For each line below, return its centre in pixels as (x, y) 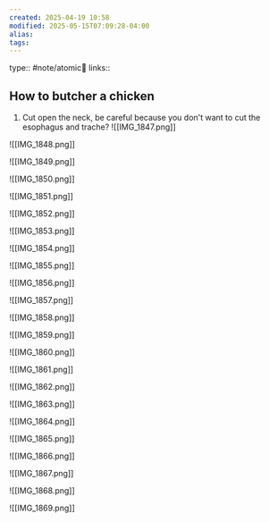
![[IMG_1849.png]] (42, 162)
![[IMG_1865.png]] (42, 439)
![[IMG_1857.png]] (42, 300)
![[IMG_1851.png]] (41, 197)
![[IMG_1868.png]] (42, 491)
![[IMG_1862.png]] (42, 387)
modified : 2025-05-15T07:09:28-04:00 (80, 26)
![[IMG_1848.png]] (42, 145)
